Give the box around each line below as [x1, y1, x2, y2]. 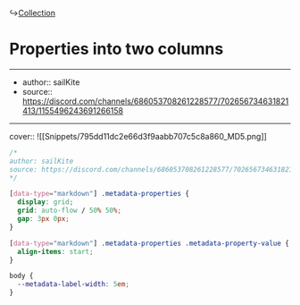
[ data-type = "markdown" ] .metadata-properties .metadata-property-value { [9, 239, 290, 248]
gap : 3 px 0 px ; [17, 215, 70, 224]
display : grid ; [17, 198, 74, 207]
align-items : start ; [17, 247, 94, 256]
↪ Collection [9, 8, 56, 18]
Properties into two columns [9, 39, 224, 59]
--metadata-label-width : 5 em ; [17, 280, 129, 289]
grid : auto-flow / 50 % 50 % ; [17, 206, 122, 216]
